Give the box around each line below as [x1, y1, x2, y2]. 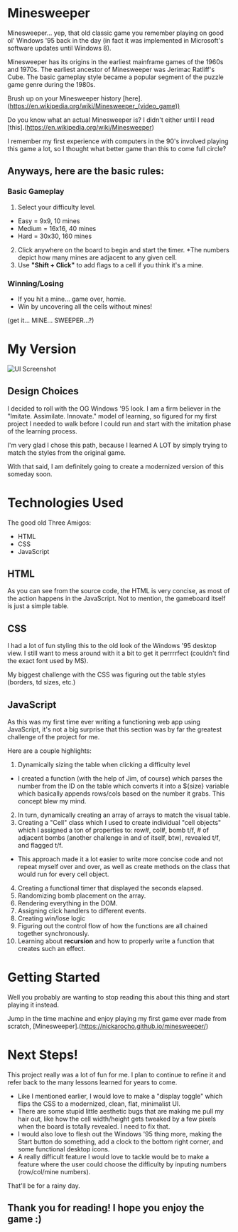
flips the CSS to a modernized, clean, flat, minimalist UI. [17, 1099, 181, 1108]
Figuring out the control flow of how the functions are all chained [17, 922, 208, 930]
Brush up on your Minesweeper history [7, 94, 121, 103]
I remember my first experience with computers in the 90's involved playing [7, 137, 229, 145]
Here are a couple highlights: [7, 746, 92, 755]
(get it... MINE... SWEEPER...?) [7, 316, 94, 324]
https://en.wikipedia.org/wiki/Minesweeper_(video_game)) [9, 101, 180, 110]
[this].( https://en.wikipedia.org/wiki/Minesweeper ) [7, 123, 155, 131]
